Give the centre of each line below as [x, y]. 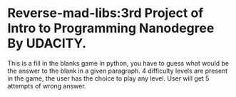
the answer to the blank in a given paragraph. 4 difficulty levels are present [118, 71]
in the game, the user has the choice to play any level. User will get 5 [108, 78]
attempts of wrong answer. [47, 86]
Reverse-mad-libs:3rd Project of [106, 13]
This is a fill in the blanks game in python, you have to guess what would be [118, 63]
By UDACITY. [47, 44]
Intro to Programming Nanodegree [111, 28]
